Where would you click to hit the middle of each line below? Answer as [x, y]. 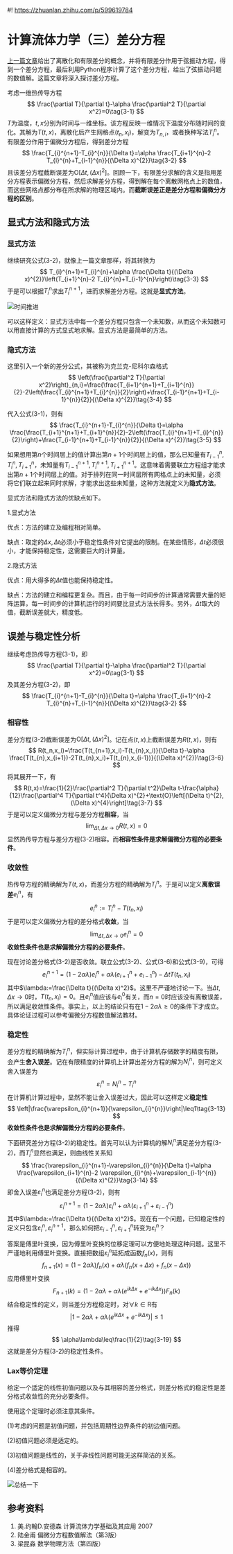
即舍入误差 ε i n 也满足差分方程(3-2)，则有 [64, 1192]
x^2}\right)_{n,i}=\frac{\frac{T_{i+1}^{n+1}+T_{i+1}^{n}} [116, 385]
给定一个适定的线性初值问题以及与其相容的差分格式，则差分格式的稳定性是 [113, 1387]
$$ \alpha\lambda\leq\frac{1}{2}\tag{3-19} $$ [116, 1340]
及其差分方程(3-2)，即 [39, 685]
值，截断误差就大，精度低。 [47, 612]
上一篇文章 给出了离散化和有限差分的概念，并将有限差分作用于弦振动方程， [113, 60]
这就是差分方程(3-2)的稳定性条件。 [57, 1352]
